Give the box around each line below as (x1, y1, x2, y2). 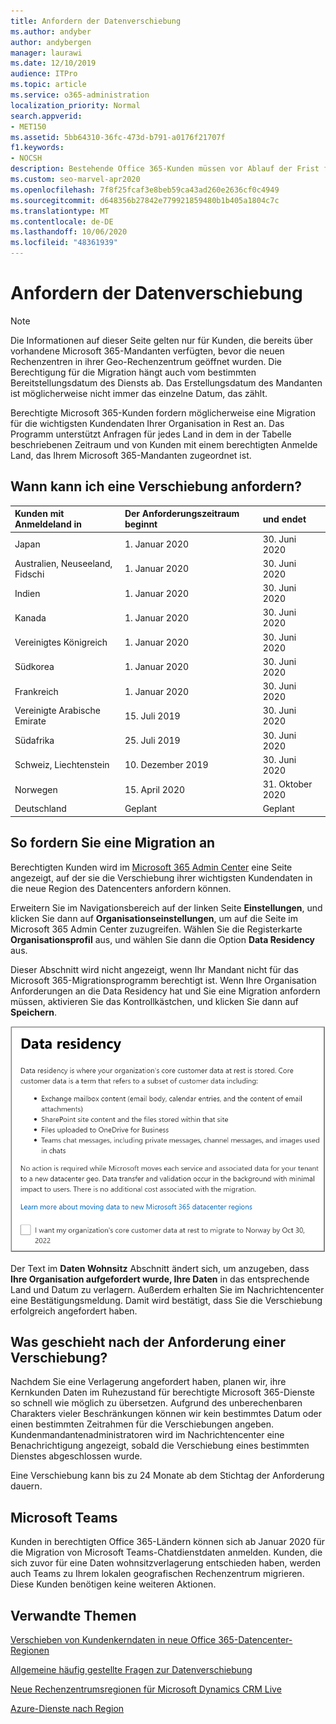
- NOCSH (10, 153, 43, 164)
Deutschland (14, 803, 67, 815)
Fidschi (14, 568, 45, 580)
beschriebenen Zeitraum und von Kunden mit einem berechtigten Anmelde (10, 438, 318, 450)
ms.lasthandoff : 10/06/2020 (10, 227, 128, 237)
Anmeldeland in (14, 518, 82, 530)
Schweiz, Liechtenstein (14, 759, 110, 771)
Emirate (14, 715, 47, 727)
